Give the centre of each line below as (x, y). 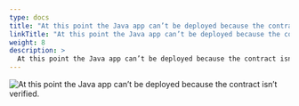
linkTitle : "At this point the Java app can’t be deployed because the (145, 34)
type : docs (29, 17)
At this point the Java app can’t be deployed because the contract (147, 59)
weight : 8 (28, 42)
